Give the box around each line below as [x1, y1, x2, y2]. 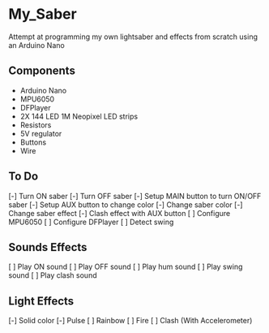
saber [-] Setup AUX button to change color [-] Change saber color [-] [8, 200, 243, 210]
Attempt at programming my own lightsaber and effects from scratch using [8, 32, 258, 41]
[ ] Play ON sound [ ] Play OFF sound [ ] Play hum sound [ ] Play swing [8, 262, 243, 272]
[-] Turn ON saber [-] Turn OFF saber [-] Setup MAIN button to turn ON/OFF [8, 191, 262, 201]
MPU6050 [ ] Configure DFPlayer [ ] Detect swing [8, 217, 174, 227]
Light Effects [8, 294, 75, 308]
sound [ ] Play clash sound [8, 270, 97, 280]
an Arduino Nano [8, 40, 65, 50]
